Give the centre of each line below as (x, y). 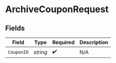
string (41, 52)
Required (64, 42)
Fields (15, 28)
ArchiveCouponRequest (57, 9)
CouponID (18, 52)
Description (94, 42)
